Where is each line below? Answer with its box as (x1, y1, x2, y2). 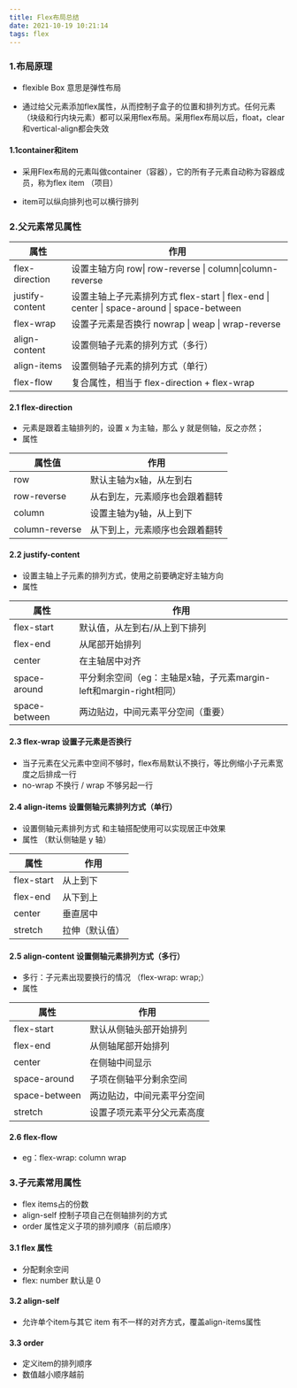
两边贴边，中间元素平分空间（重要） (79, 706, 230, 718)
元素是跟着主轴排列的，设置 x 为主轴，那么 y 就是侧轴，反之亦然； (21, 422, 265, 434)
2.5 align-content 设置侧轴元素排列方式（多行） (9, 951, 186, 961)
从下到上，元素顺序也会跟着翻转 (89, 524, 224, 536)
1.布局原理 (9, 60, 53, 73)
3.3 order (9, 1338, 44, 1348)
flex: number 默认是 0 (21, 1275, 102, 1285)
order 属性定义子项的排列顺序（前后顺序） (21, 1221, 177, 1231)
